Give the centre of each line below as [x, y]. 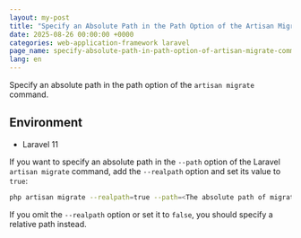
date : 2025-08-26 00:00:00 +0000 [72, 34]
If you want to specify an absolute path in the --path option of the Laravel [145, 162]
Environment [46, 123]
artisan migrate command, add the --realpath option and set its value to [145, 171]
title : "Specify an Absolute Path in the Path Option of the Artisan [142, 26]
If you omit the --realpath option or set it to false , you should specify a [141, 214]
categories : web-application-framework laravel [100, 43]
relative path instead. [48, 224]
